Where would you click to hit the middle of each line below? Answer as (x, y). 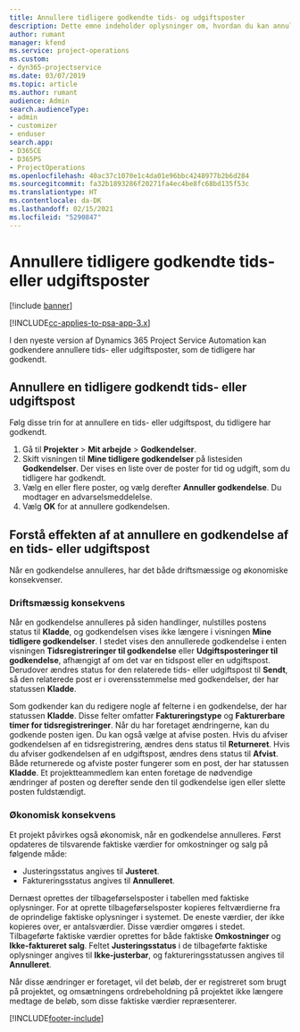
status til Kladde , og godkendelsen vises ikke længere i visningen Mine (141, 632)
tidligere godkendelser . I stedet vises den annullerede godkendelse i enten (148, 642)
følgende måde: (38, 853)
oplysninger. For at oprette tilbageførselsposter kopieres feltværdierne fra (145, 907)
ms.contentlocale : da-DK (55, 201)
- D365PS (25, 159)
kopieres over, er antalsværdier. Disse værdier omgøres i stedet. (127, 926)
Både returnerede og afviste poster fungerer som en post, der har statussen (149, 763)
